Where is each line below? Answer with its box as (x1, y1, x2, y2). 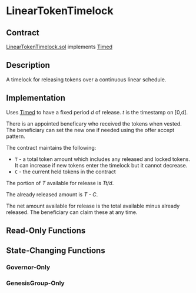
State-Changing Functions (6, 246, 105, 256)
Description (6, 60, 50, 70)
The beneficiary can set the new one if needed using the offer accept (6, 126, 175, 133)
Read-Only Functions (6, 226, 86, 236)
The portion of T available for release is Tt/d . (6, 179, 114, 186)
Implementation (6, 93, 66, 103)
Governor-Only (6, 264, 51, 272)
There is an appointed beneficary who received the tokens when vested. (6, 120, 182, 127)
